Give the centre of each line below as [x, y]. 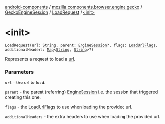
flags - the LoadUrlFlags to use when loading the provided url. [69, 107]
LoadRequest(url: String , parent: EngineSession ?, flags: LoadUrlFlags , [82, 45]
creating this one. [23, 97]
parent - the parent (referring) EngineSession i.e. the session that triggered [82, 92]
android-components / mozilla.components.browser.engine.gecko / [74, 7]
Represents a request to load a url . [40, 59]
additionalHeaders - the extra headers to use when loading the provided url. [83, 117]
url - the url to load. [25, 83]
